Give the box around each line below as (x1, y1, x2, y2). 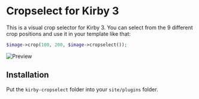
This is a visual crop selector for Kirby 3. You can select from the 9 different (6, 24, 193, 31)
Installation (6, 70, 49, 80)
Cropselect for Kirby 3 (6, 4, 119, 18)
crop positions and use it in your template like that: (6, 30, 131, 37)
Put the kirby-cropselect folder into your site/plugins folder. (6, 85, 159, 93)
